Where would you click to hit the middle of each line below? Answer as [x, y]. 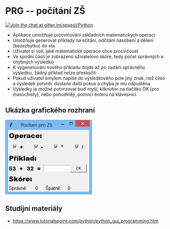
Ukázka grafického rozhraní [50, 110]
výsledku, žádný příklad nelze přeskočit [54, 73]
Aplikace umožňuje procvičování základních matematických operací [84, 35]
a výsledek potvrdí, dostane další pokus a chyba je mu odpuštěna [81, 83]
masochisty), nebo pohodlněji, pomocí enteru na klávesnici [74, 94]
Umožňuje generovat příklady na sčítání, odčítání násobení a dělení [83, 40]
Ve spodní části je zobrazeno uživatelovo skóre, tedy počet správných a [88, 56]
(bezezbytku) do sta [34, 45]
